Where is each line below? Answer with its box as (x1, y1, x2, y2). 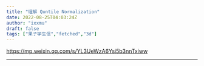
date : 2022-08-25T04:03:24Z (6, 14, 78, 20)
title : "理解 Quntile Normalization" (6, 8, 100, 15)
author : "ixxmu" (6, 20, 47, 26)
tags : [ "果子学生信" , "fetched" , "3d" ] (6, 31, 97, 37)
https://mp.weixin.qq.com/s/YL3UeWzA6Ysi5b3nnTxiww (6, 47, 148, 55)
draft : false (6, 25, 39, 32)
